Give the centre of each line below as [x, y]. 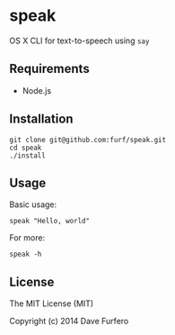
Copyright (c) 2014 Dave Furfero [69, 321]
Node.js [37, 90]
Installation [41, 119]
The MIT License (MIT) [52, 303]
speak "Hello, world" [50, 222]
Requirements [49, 69]
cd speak [26, 148]
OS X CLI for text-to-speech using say [79, 41]
